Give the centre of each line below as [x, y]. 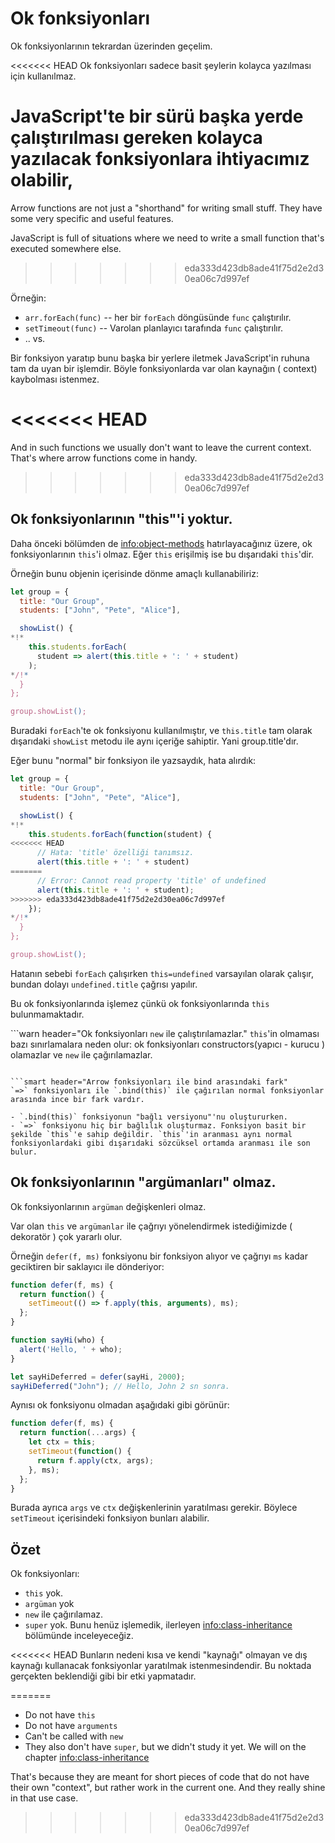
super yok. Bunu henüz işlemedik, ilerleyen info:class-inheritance [158, 1625]
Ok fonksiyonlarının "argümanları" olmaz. [143, 1182]
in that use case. [44, 1798]
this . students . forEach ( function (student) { [120, 834]
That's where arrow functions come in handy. [104, 458]
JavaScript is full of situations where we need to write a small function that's [167, 238]
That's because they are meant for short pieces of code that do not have [160, 1777]
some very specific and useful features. [92, 218]
